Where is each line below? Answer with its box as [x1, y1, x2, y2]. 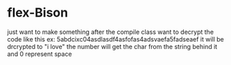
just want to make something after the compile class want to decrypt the [7, 28, 214, 36]
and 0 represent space [7, 50, 72, 58]
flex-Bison [7, 5, 68, 21]
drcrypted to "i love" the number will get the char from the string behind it [7, 42, 218, 50]
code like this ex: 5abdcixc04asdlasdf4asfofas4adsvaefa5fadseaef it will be [7, 35, 224, 43]
